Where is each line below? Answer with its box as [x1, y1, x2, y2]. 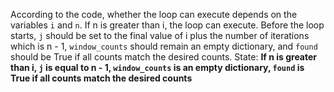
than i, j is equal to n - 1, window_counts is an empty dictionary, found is [10, 62, 305, 73]
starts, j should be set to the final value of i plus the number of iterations [10, 30, 310, 41]
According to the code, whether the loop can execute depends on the [10, 9, 298, 20]
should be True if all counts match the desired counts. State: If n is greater [10, 51, 318, 63]
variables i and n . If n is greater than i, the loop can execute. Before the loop [10, 19, 325, 31]
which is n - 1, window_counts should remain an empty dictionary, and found [10, 40, 318, 52]
